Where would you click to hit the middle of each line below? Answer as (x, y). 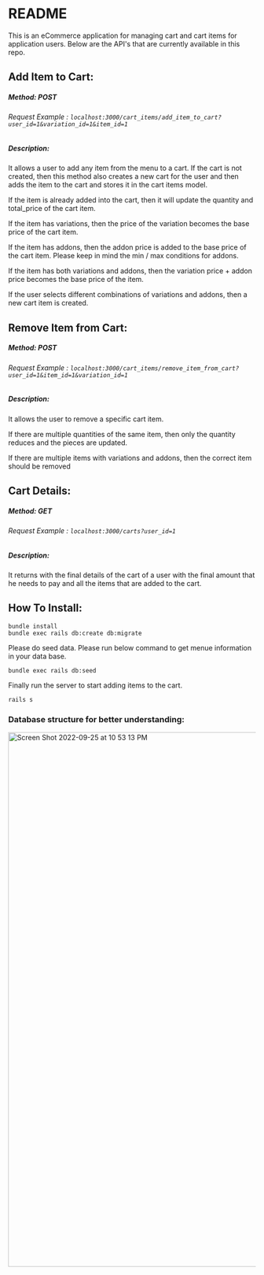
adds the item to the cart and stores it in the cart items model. (108, 185)
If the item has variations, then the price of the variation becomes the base (129, 224)
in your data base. (37, 656)
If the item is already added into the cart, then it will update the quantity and (131, 200)
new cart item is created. (48, 303)
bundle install (33, 626)
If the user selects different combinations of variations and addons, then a (128, 295)
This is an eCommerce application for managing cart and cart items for (123, 35)
